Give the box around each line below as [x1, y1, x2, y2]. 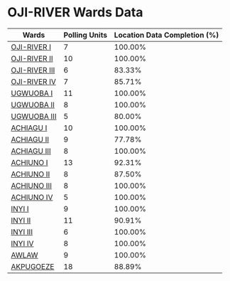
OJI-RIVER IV [11, 76, 57, 86]
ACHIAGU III [11, 146, 51, 156]
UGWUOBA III [11, 111, 57, 121]
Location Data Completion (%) [114, 30, 219, 40]
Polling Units [63, 30, 108, 40]
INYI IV [11, 238, 34, 248]
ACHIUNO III [11, 181, 52, 191]
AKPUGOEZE [11, 261, 55, 271]
